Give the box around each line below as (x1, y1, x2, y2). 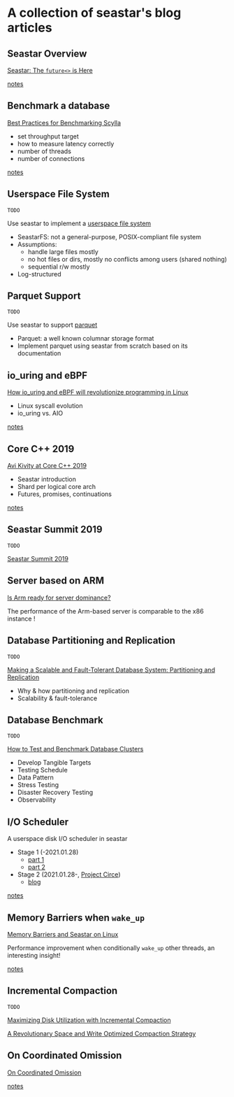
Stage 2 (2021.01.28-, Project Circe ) (17, 870, 121, 879)
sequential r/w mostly (27, 262, 90, 271)
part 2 (27, 863, 45, 872)
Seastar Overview (7, 48, 87, 59)
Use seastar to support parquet (7, 320, 98, 330)
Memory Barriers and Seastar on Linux (7, 930, 119, 938)
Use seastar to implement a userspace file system (7, 219, 152, 227)
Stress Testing (17, 781, 59, 789)
